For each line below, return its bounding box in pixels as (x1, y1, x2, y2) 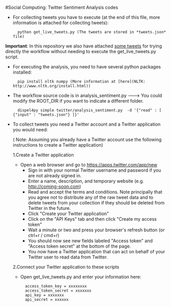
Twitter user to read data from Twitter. (28, 254, 108, 260)
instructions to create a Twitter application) (12, 142, 104, 148)
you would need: (12, 127, 48, 132)
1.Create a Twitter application (12, 152, 74, 158)
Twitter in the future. (28, 205, 71, 211)
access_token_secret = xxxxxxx (25, 288, 92, 293)
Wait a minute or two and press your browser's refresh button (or (28, 227, 165, 233)
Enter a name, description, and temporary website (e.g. (28, 178, 144, 184)
